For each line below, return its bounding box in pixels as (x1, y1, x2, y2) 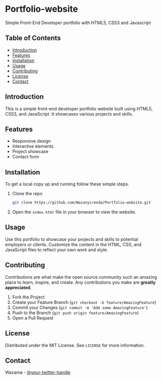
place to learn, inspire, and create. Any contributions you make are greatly (5, 279, 156, 285)
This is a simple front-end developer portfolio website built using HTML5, (5, 106, 153, 112)
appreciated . (5, 284, 32, 291)
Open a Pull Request (12, 315, 54, 321)
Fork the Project (12, 294, 45, 300)
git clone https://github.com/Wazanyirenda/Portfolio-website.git (12, 200, 151, 205)
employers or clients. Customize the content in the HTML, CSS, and (5, 241, 141, 247)
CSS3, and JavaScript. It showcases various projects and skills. (5, 111, 134, 117)
